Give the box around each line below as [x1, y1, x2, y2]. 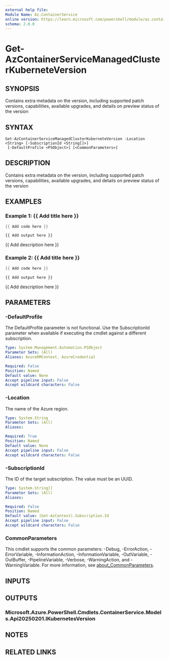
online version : [5, 17, 39, 22]
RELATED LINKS [5, 647, 56, 656]
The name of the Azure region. [5, 405, 69, 411]
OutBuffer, [5, 557, 27, 563]
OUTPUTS [5, 594, 38, 602]
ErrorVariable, [5, 551, 34, 557]
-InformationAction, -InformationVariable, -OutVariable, [35, 551, 149, 557]
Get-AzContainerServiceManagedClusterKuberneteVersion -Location [5, 136, 145, 141]
